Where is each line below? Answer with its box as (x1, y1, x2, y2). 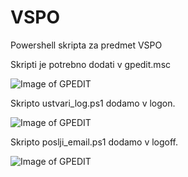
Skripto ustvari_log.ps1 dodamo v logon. (10, 97, 176, 109)
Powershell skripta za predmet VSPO (10, 39, 163, 51)
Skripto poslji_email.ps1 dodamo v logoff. (10, 136, 179, 148)
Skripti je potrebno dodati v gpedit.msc (10, 58, 172, 70)
